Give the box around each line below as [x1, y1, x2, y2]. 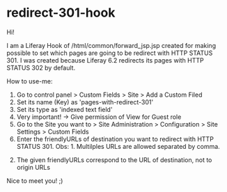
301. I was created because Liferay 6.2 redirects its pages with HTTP [6, 56, 204, 64]
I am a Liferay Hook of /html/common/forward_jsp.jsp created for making [6, 41, 217, 49]
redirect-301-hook [6, 5, 116, 21]
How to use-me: [6, 77, 53, 85]
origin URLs [16, 163, 50, 171]
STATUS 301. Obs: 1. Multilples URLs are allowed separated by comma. [16, 142, 220, 150]
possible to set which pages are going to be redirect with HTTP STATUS [6, 49, 213, 57]
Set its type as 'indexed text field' [16, 105, 113, 113]
